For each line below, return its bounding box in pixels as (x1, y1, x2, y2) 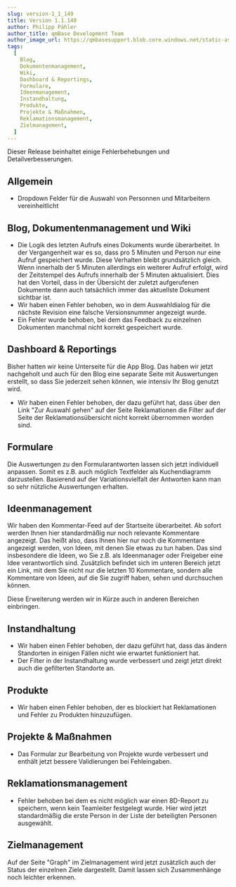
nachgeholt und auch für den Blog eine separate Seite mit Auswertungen (7, 369, 218, 378)
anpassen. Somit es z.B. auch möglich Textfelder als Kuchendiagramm (7, 467, 211, 476)
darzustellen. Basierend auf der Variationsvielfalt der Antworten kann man (7, 475, 221, 483)
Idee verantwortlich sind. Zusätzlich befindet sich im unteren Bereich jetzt (7, 559, 221, 567)
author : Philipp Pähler (7, 23, 77, 30)
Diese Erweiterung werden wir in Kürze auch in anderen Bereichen (7, 595, 199, 603)
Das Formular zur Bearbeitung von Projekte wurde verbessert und (17, 750, 209, 758)
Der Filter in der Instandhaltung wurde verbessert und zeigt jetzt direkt (17, 657, 222, 665)
